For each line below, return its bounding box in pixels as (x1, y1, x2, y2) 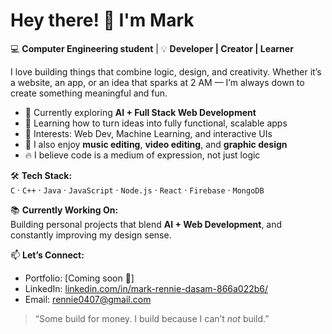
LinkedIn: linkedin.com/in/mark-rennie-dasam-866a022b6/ (24, 282, 269, 294)
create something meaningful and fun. (10, 87, 168, 99)
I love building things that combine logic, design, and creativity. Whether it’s (10, 65, 322, 78)
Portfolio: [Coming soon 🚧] (24, 272, 135, 284)
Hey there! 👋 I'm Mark (10, 9, 195, 32)
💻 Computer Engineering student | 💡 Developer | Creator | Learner (10, 42, 294, 54)
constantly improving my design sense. (10, 229, 172, 241)
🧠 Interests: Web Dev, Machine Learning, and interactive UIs (24, 127, 273, 139)
